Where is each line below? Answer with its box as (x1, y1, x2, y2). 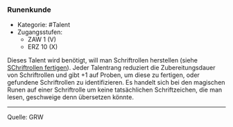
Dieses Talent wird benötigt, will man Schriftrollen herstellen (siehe (7, 56, 198, 65)
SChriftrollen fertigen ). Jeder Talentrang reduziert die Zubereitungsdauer (7, 64, 216, 72)
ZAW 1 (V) (27, 35, 57, 44)
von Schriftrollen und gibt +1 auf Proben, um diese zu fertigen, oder (7, 71, 200, 79)
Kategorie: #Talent (17, 21, 71, 29)
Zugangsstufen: (17, 28, 63, 36)
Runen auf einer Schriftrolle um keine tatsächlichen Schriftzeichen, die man (7, 85, 223, 94)
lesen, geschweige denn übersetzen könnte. (7, 93, 134, 101)
